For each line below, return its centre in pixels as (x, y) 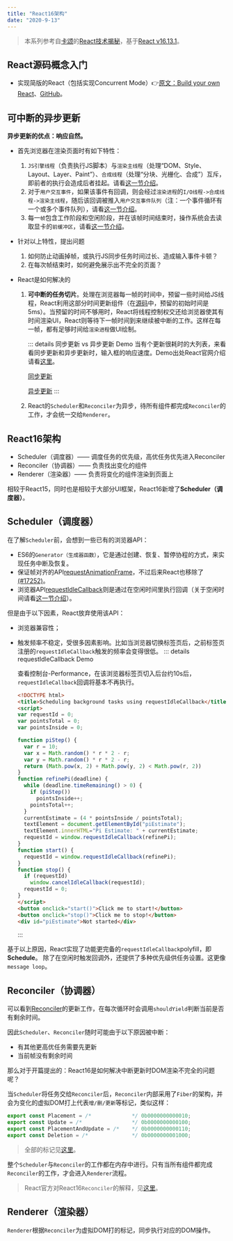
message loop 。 (29, 967)
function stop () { (44, 870)
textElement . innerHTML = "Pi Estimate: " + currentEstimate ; (111, 831)
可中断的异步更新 (44, 118)
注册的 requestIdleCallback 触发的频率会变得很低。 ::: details (103, 651)
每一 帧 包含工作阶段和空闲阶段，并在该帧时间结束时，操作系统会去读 (125, 218)
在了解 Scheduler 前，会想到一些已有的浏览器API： (78, 540)
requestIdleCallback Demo (55, 659)
